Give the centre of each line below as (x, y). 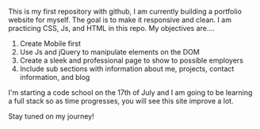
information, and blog (55, 77)
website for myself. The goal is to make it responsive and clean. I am (120, 20)
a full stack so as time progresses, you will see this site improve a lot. (121, 101)
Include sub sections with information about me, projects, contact (127, 69)
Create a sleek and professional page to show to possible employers (132, 60)
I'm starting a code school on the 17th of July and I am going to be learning (130, 93)
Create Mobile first (50, 44)
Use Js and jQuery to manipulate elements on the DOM (109, 52)
